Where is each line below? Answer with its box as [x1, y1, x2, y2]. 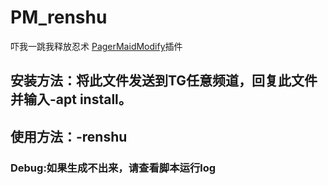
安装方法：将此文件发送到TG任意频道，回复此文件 [10, 72, 318, 90]
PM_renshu [10, 6, 108, 29]
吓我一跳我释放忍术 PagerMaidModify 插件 [10, 40, 183, 52]
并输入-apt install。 [10, 91, 132, 108]
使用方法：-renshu [10, 128, 128, 145]
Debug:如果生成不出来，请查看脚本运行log [10, 161, 217, 175]
